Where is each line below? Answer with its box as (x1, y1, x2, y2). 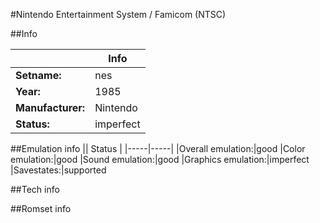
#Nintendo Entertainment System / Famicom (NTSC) (10, 9, 227, 20)
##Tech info (10, 184, 60, 195)
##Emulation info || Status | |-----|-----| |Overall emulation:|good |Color (10, 143, 306, 154)
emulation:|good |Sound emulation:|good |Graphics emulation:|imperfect (10, 154, 310, 165)
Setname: (15, 69, 62, 82)
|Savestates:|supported (10, 164, 107, 176)
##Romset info (10, 203, 72, 214)
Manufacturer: (15, 101, 86, 114)
